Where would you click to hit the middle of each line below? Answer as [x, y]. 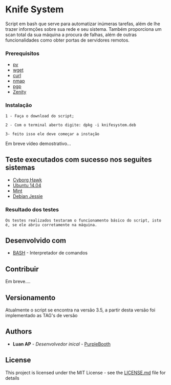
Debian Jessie [28, 196]
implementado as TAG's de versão [41, 316]
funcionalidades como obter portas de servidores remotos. [67, 40]
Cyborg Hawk [27, 180]
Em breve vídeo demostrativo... [38, 143]
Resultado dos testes [32, 210]
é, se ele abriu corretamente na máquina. [51, 225]
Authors [19, 332]
